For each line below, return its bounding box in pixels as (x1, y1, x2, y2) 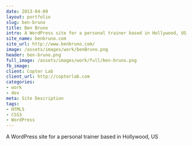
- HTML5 (6, 106, 25, 112)
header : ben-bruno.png (6, 52, 61, 58)
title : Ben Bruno (6, 25, 48, 31)
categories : (6, 79, 35, 85)
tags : (6, 100, 19, 107)
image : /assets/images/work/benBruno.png (6, 47, 109, 53)
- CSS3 (6, 112, 22, 117)
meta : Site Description (6, 95, 64, 101)
